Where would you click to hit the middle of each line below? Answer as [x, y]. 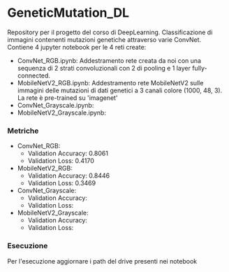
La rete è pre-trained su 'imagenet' [67, 98]
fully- [199, 68]
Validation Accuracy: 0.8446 [69, 176]
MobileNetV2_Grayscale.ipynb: [62, 113]
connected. [34, 76]
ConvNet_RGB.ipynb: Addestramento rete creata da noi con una [109, 60]
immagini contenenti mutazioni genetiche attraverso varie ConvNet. [104, 39]
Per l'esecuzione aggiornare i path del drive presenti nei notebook [102, 261]
